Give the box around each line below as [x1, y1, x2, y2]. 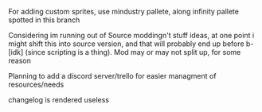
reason [8, 56, 32, 65]
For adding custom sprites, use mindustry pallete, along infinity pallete [8, 7, 239, 16]
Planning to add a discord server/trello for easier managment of [8, 71, 217, 80]
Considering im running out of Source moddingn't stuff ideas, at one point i [8, 31, 255, 40]
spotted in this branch [8, 15, 80, 25]
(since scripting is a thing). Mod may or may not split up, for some [25, 48, 241, 56]
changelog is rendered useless [8, 95, 110, 104]
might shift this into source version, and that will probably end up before [8, 39, 244, 48]
